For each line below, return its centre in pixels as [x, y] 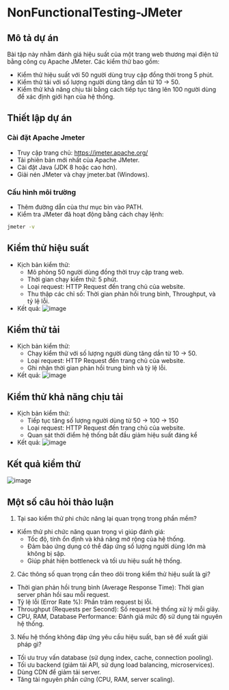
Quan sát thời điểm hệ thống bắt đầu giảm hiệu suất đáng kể [112, 435]
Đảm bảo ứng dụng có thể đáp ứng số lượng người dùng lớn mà [117, 546]
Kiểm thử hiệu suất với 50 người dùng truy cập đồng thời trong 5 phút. [115, 75]
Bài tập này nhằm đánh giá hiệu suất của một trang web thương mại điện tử [113, 54]
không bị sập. [46, 553]
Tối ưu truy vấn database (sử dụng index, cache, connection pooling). [115, 657]
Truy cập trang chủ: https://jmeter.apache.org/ [82, 153]
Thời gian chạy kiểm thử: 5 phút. [72, 279]
